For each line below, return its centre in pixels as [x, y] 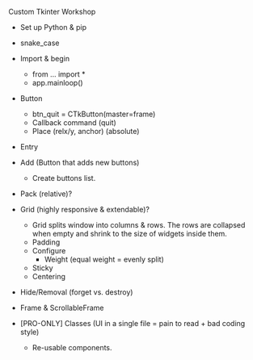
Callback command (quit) [74, 123]
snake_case [40, 43]
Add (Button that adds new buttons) [80, 162]
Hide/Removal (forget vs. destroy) [76, 292]
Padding [46, 242]
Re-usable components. [72, 347]
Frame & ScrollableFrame [62, 308]
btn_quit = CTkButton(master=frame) [94, 114]
